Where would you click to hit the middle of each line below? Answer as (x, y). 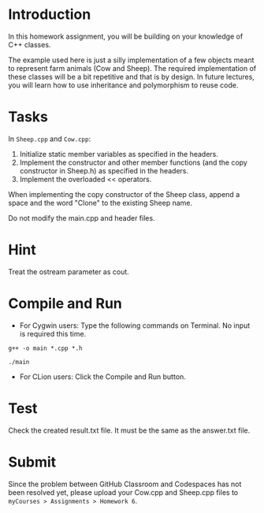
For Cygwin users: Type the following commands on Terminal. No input (135, 325)
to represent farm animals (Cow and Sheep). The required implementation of (132, 68)
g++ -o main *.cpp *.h (45, 348)
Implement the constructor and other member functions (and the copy (134, 162)
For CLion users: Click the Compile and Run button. (103, 377)
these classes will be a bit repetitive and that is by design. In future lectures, (131, 76)
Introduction (50, 15)
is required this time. (53, 333)
